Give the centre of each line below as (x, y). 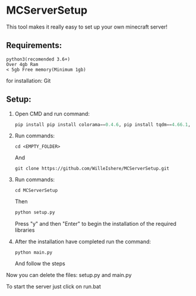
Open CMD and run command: (52, 114)
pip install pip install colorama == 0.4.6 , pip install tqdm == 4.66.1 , (103, 125)
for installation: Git (29, 80)
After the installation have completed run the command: (83, 242)
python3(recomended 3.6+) (38, 59)
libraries (25, 230)
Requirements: (34, 45)
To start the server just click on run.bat (53, 286)
